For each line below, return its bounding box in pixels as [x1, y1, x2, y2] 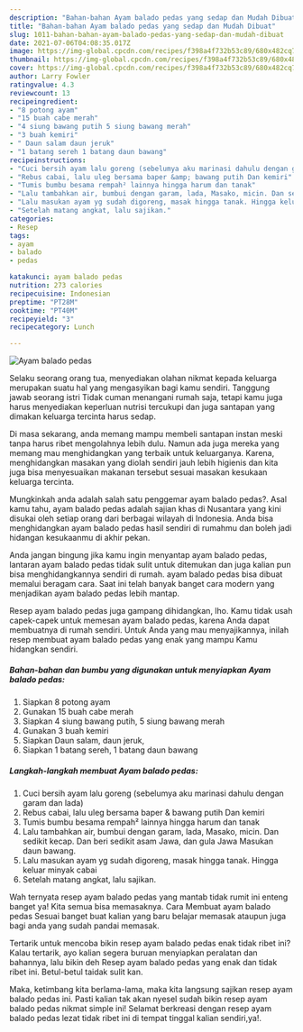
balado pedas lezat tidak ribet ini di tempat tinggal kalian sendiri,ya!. [9, 1013, 262, 1024]
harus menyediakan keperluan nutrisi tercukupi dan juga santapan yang [9, 402, 275, 413]
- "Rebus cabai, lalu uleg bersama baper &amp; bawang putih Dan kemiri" [9, 172, 293, 181]
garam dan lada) [22, 798, 84, 808]
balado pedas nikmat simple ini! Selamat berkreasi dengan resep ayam [9, 1003, 272, 1014]
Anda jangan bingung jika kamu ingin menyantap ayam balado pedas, [9, 550, 268, 561]
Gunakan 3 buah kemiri [22, 726, 109, 736]
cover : [9, 64, 34, 73]
